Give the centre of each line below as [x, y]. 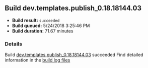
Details [14, 43]
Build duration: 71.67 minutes [43, 31]
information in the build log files [38, 60]
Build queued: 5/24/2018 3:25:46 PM [51, 25]
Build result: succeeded [36, 20]
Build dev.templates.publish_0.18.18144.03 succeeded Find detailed [74, 55]
